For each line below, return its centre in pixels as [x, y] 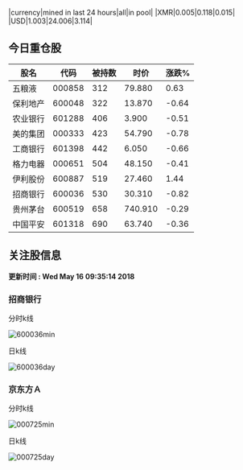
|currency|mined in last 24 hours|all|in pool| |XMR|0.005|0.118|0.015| [122, 12]
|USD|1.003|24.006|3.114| [50, 21]
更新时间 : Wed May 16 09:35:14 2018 [72, 276]
